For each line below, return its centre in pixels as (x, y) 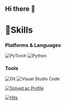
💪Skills (19, 30)
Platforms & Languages (33, 45)
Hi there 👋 (20, 9)
